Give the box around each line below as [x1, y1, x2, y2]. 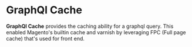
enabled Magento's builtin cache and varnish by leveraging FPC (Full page [6, 28, 186, 35]
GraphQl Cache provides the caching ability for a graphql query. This [6, 23, 174, 30]
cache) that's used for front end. [6, 35, 85, 42]
